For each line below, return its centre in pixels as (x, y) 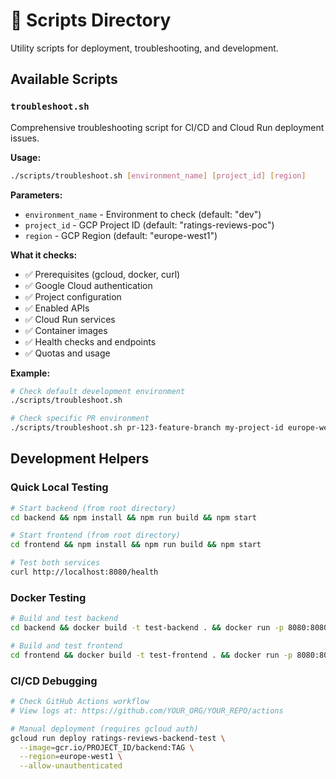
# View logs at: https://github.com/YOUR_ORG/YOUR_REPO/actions (147, 710)
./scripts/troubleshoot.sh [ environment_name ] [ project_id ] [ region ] (158, 175)
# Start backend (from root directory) (93, 508)
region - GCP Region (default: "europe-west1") (121, 235)
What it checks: (44, 255)
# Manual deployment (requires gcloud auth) (104, 729)
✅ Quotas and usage (67, 353)
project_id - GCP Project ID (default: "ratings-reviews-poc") (149, 225)
